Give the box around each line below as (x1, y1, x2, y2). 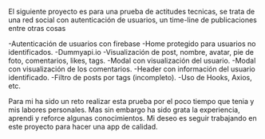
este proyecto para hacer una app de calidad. (8, 122, 158, 131)
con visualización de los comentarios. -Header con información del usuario (8, 64, 255, 74)
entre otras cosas (8, 24, 66, 33)
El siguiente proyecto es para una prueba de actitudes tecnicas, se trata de (8, 7, 255, 16)
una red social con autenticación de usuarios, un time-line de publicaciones (8, 15, 257, 25)
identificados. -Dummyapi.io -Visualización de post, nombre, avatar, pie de (8, 48, 254, 56)
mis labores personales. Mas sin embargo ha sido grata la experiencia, (8, 105, 241, 114)
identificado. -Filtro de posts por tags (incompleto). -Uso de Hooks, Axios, (8, 73, 253, 82)
